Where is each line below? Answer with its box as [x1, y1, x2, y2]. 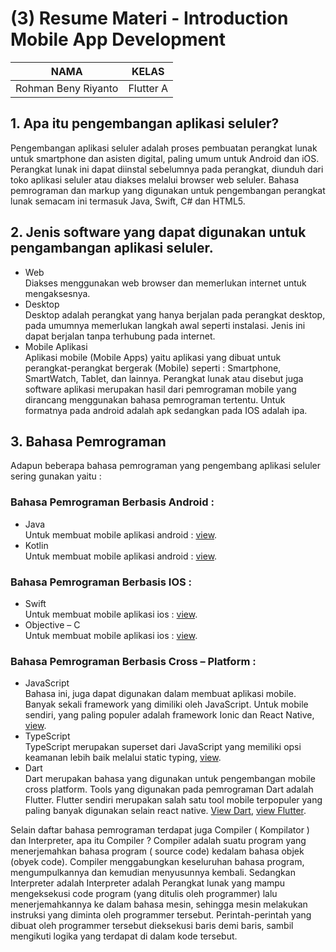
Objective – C [24, 618, 81, 631]
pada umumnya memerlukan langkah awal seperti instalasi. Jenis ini [24, 319, 306, 331]
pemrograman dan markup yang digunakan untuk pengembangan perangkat [10, 184, 326, 196]
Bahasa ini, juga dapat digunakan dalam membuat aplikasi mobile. [24, 688, 297, 700]
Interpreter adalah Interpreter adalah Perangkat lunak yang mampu [10, 877, 286, 889]
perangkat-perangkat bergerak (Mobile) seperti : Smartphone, [24, 362, 282, 374]
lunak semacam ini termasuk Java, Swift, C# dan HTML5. [10, 195, 246, 207]
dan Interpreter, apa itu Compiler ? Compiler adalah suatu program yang [10, 835, 307, 847]
